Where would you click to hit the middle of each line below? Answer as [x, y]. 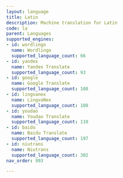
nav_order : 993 [25, 161]
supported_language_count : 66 [48, 56]
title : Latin [22, 17]
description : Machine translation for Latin [62, 23]
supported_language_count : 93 [48, 72]
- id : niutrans [25, 144]
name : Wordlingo [31, 50]
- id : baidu [21, 128]
